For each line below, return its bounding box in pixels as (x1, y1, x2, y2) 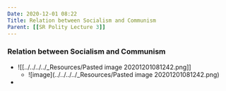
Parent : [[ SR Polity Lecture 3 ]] (7, 23, 106, 30)
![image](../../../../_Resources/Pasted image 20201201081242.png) (28, 70, 220, 78)
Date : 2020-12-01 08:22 (7, 10, 78, 18)
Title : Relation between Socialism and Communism (7, 17, 157, 24)
